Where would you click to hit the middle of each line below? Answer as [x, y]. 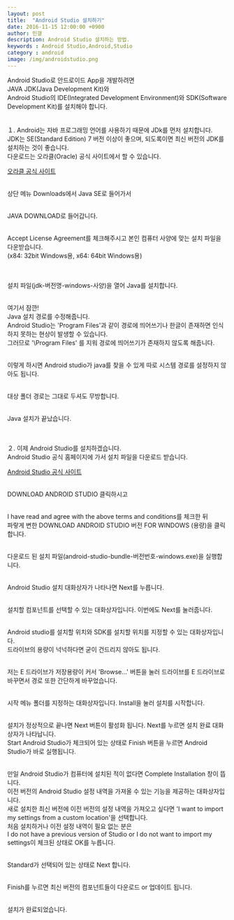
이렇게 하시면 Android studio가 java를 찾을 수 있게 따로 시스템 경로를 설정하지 [113, 365]
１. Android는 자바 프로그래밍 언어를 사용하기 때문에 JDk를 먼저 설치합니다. [110, 130]
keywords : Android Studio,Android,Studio [70, 46]
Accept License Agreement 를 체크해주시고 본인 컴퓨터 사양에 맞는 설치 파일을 [114, 238]
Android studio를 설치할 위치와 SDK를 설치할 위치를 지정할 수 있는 [98, 632]
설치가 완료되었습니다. [37, 909]
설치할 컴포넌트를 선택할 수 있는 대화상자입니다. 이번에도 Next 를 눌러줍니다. [110, 609]
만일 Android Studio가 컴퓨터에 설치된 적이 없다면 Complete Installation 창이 [113, 774]
